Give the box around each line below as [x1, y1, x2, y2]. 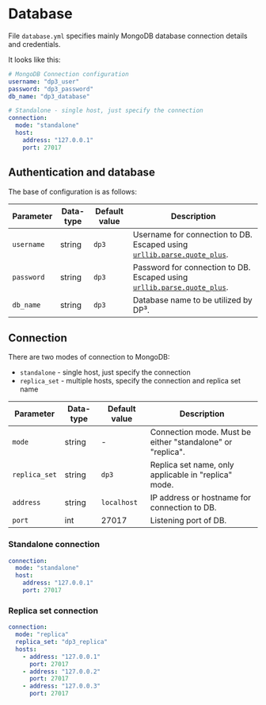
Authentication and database [8, 166, 156, 179]
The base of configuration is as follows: [8, 187, 137, 196]
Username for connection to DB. [132, 229, 253, 240]
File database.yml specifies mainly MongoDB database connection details [8, 31, 248, 40]
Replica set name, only [150, 460, 235, 471]
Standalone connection [8, 539, 101, 550]
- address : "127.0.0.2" [22, 668, 101, 676]
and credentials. [8, 39, 61, 48]
